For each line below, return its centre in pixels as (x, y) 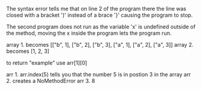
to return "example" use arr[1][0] (47, 63)
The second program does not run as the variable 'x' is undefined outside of (101, 27)
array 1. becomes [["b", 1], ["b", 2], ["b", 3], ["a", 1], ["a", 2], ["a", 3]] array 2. (100, 45)
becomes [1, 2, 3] (28, 51)
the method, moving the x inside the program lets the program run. (89, 33)
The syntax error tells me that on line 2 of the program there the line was (96, 9)
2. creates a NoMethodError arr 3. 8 (51, 81)
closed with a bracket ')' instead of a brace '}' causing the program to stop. (99, 15)
